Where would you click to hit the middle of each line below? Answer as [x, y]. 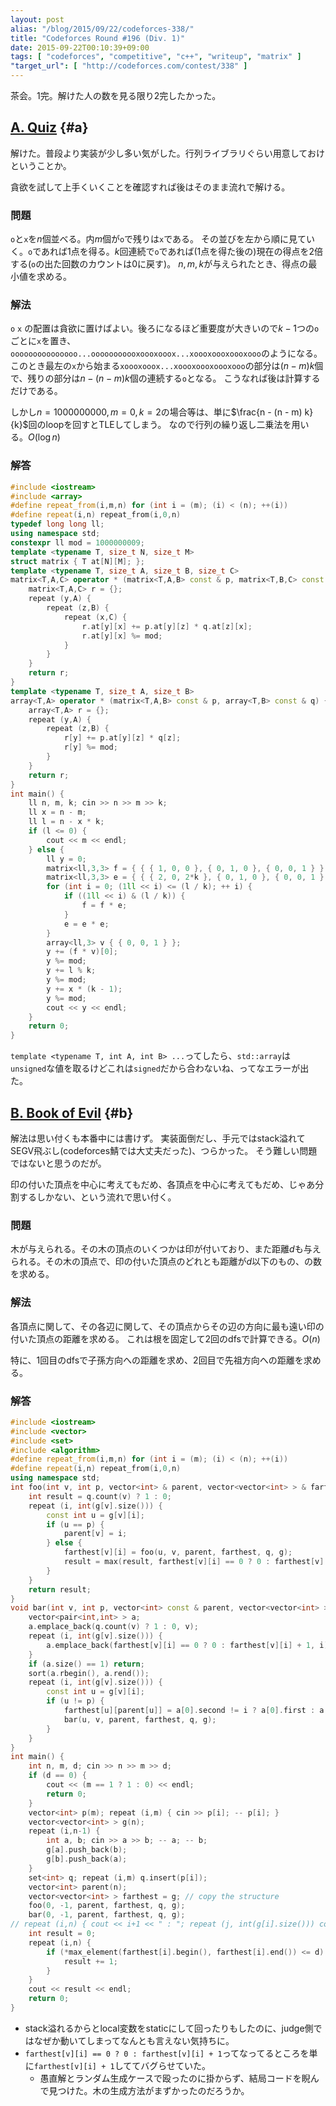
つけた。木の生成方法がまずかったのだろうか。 [153, 2090]
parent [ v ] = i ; [95, 1534]
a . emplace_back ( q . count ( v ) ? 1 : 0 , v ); [113, 1627]
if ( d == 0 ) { [57, 1776]
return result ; [60, 1589]
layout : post [37, 19]
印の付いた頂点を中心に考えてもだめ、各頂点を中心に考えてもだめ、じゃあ [163, 1185]
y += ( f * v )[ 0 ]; [82, 952]
